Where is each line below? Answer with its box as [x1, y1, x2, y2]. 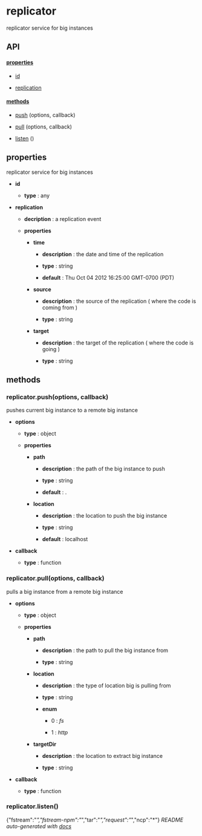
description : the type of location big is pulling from [42, 682, 171, 689]
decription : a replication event [24, 215, 102, 222]
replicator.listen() [6, 802, 59, 811]
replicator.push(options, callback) [6, 392, 109, 401]
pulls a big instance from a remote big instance [6, 588, 123, 595]
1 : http [51, 728, 68, 736]
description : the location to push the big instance [42, 512, 168, 519]
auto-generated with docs [6, 822, 71, 830]
